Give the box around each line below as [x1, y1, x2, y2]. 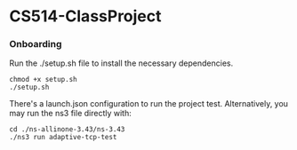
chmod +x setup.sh [9, 75, 77, 84]
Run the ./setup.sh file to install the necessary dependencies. [9, 58, 234, 68]
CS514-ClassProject [9, 6, 162, 27]
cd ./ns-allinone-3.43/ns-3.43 [9, 125, 125, 134]
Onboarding [9, 38, 62, 51]
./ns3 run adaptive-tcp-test [9, 133, 117, 142]
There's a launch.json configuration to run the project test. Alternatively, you [9, 99, 289, 109]
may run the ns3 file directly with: [9, 108, 132, 119]
